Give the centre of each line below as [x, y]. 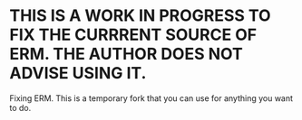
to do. [20, 107]
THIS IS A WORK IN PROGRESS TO [140, 16]
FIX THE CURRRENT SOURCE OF [133, 35]
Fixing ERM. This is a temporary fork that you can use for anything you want [151, 98]
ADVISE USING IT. [78, 74]
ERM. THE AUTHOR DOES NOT [126, 54]
